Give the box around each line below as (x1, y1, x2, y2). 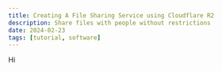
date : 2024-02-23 (8, 26, 66, 34)
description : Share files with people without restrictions (8, 19, 212, 27)
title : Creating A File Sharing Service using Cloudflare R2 (8, 11, 215, 20)
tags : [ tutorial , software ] (8, 33, 101, 42)
